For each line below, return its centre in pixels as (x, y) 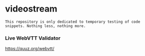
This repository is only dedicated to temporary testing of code (72, 22)
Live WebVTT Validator (33, 38)
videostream (31, 9)
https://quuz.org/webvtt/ (30, 49)
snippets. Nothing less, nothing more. (45, 26)
